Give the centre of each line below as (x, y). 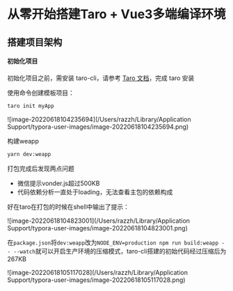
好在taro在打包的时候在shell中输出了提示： (69, 207)
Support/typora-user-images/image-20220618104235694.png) (98, 127)
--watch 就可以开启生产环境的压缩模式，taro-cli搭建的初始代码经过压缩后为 (120, 251)
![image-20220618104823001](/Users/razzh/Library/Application (98, 221)
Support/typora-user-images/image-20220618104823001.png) (97, 228)
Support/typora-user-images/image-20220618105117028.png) (96, 280)
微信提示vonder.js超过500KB (58, 183)
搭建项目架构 (35, 42)
